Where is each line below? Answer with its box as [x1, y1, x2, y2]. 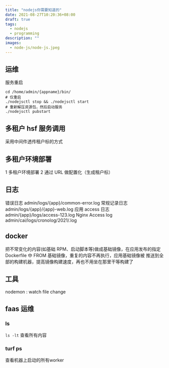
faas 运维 [5, 304, 34, 313]
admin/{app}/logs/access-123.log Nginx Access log [5, 212, 112, 218]
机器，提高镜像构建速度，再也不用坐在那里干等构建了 [22, 259, 134, 265]
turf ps [5, 345, 23, 352]
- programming [10, 31, 39, 36]
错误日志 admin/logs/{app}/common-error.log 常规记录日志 [5, 199, 128, 206]
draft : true [5, 17, 30, 22]
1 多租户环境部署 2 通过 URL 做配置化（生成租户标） [5, 169, 114, 175]
